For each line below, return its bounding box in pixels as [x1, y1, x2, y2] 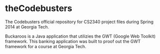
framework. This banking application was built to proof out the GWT [5, 38, 141, 44]
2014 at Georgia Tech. [5, 24, 49, 29]
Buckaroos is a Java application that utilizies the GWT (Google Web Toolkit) [5, 33, 156, 39]
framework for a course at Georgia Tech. [5, 43, 86, 49]
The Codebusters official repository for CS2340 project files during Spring [5, 19, 154, 25]
